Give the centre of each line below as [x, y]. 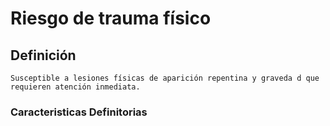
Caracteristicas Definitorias [79, 112]
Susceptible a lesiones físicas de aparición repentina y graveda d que [165, 78]
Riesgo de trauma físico [111, 18]
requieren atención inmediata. [75, 87]
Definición [43, 55]
